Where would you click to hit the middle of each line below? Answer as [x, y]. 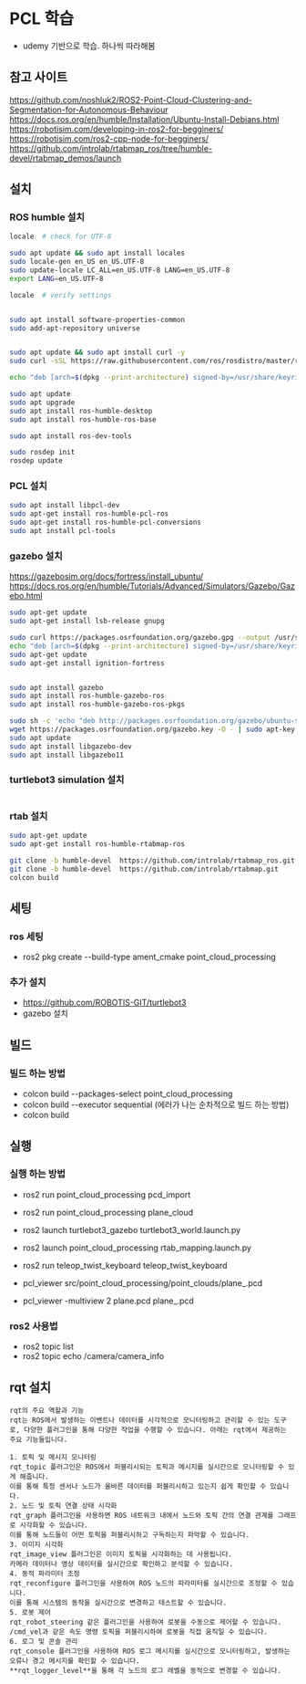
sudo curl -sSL [38, 361]
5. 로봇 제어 [31, 1612]
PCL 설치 [28, 486]
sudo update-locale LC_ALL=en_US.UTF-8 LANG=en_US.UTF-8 [120, 270]
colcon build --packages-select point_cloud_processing [127, 1094]
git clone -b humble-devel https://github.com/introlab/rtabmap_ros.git [153, 860]
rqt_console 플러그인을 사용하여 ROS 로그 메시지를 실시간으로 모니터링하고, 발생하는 [150, 1651]
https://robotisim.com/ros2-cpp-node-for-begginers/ [109, 139]
